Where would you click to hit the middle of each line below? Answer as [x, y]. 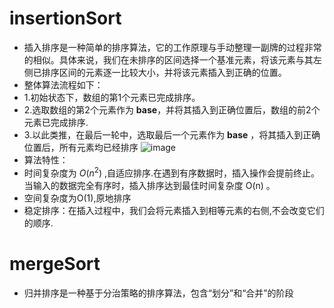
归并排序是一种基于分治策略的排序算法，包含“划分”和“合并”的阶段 [158, 293]
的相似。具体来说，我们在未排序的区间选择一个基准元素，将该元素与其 [168, 59]
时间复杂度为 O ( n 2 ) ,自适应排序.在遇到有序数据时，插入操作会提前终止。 [172, 172]
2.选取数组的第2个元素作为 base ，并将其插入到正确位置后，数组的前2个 [172, 109]
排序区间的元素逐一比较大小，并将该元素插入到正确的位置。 [164, 72]
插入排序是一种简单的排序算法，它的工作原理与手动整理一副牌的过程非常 [172, 47]
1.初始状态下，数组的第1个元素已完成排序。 [112, 97]
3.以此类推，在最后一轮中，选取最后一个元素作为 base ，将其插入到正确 [172, 134]
